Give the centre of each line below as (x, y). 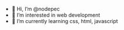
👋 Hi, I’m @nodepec (36, 9)
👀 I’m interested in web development (56, 15)
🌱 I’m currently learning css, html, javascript (65, 21)
